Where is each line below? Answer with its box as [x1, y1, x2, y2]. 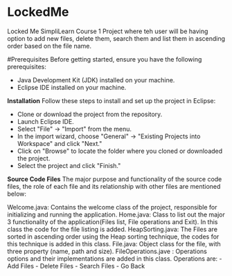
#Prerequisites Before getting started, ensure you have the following [7, 55, 202, 63]
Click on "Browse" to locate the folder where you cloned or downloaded [17, 147, 223, 155]
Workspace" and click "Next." [17, 139, 102, 147]
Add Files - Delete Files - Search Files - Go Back [7, 261, 145, 270]
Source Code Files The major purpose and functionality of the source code [7, 174, 222, 183]
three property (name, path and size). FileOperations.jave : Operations [7, 247, 208, 255]
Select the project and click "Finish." [17, 161, 121, 169]
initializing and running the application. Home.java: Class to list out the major [7, 210, 225, 219]
